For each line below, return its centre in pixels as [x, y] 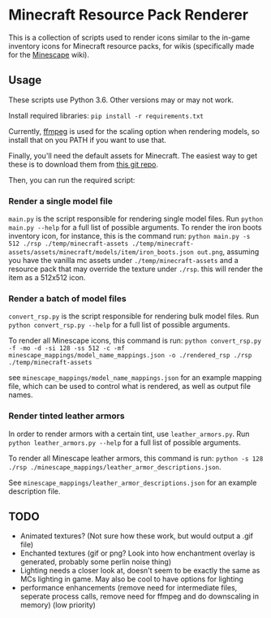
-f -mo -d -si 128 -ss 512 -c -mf [67, 348]
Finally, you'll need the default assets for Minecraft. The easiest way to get [133, 155]
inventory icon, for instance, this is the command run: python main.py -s [129, 236]
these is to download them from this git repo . [84, 164]
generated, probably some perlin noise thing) [96, 562]
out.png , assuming [228, 252]
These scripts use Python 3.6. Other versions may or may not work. [121, 100]
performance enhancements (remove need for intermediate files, [129, 588]
